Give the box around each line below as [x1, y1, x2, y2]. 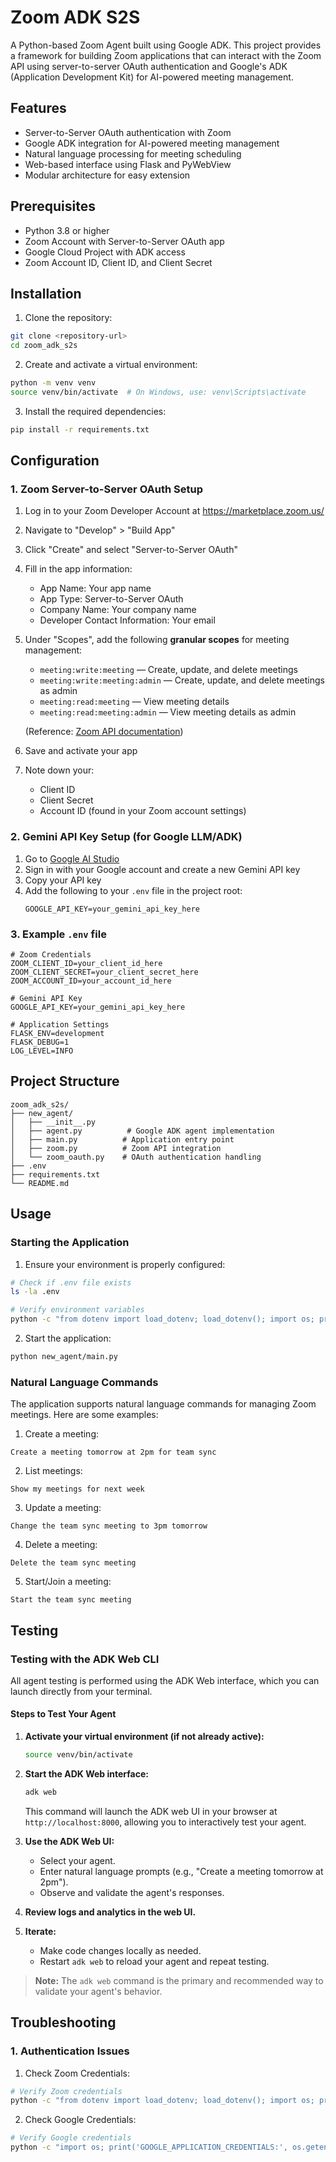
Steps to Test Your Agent [10, 1708, 117, 1720]
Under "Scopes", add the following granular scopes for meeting [24, 634, 290, 646]
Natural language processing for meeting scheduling [24, 147, 242, 160]
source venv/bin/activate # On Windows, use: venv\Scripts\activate [10, 387, 307, 397]
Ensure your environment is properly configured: [24, 1258, 226, 1270]
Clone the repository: [24, 312, 113, 324]
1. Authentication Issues [10, 2044, 130, 2058]
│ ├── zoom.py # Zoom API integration [10, 1143, 222, 1153]
